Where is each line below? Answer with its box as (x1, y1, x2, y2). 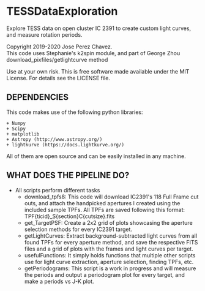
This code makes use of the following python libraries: (6, 108, 143, 116)
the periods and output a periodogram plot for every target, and (24, 271, 185, 278)
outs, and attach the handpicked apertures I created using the (24, 199, 181, 206)
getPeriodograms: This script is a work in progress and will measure (24, 265, 196, 272)
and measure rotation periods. (6, 31, 83, 38)
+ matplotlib (6, 130, 40, 137)
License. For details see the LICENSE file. (6, 74, 110, 81)
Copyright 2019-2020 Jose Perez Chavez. (6, 43, 113, 50)
